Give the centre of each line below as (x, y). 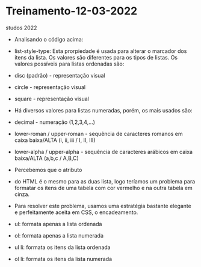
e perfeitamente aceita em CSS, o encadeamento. (76, 212)
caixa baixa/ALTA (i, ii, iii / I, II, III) (55, 140)
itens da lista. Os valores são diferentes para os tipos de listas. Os (96, 57)
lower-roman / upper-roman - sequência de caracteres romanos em (98, 133)
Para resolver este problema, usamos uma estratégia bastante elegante (103, 206)
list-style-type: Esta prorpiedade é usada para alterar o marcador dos (100, 51)
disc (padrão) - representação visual (60, 75)
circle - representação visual (50, 87)
